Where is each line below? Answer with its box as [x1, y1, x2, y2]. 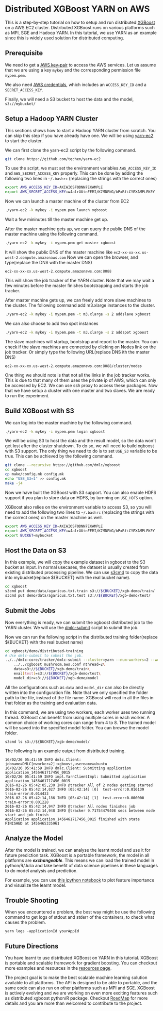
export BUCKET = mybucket [5, 533, 53, 538]
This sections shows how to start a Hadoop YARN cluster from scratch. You [5, 127, 156, 133]
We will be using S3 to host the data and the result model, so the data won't [5, 438, 156, 444]
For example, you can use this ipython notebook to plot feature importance [5, 877, 154, 883]
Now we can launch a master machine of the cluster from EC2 [5, 198, 130, 204]
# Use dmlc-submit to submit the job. [5, 653, 83, 658]
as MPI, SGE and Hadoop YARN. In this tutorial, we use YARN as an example [5, 30, 157, 35]
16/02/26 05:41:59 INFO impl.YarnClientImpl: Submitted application [5, 774, 147, 779]
